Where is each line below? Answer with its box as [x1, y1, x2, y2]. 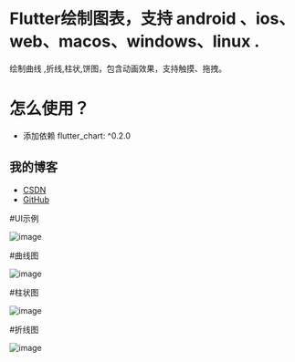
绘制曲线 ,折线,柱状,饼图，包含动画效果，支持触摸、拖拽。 [9, 63, 227, 74]
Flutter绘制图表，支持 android [9, 8, 237, 29]
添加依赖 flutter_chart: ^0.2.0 [22, 129, 131, 141]
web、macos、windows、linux [9, 31, 251, 52]
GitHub [22, 193, 50, 205]
